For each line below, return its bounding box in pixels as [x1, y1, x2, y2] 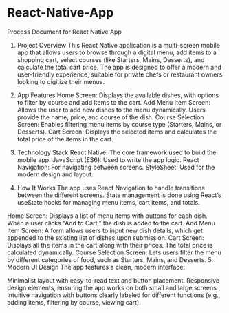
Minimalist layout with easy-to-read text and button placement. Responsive [7, 276, 220, 284]
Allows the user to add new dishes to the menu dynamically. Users [17, 105, 206, 114]
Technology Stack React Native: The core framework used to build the [17, 148, 217, 156]
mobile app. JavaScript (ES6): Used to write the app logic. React [17, 155, 199, 163]
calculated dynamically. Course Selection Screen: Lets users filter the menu [7, 248, 222, 256]
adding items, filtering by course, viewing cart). [7, 298, 141, 306]
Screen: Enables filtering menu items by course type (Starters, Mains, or [17, 120, 222, 128]
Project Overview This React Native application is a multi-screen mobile [17, 41, 220, 49]
